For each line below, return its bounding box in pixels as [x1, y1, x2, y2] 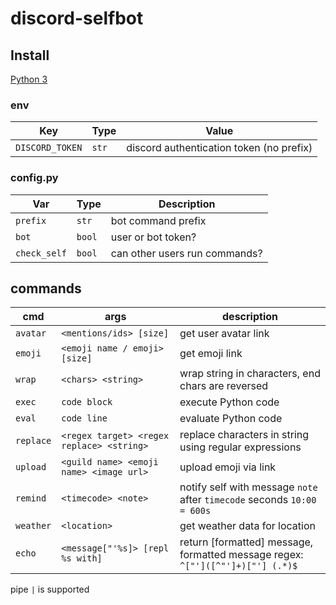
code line [61, 413, 108, 424]
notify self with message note [179, 480, 318, 494]
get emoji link [179, 347, 243, 361]
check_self [15, 247, 67, 259]
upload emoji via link [179, 460, 277, 474]
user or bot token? [110, 230, 197, 244]
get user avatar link [179, 327, 270, 341]
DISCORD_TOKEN [15, 142, 83, 154]
